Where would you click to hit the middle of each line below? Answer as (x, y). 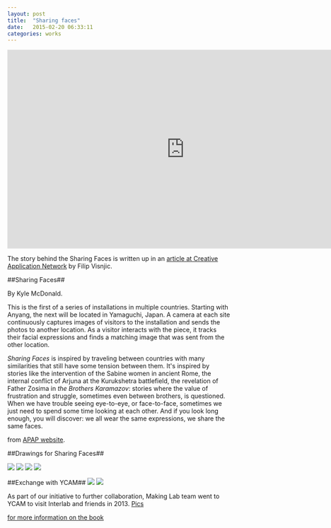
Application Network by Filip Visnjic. (60, 266)
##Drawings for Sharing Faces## (56, 454)
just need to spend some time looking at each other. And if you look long (113, 411)
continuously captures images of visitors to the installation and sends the (114, 322)
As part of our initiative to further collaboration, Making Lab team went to (114, 496)
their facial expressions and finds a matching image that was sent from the (116, 337)
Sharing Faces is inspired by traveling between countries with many (106, 358)
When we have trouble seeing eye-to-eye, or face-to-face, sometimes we (115, 404)
